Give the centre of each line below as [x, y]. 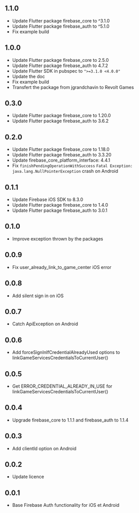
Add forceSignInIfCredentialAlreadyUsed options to [66, 352]
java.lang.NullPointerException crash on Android [65, 171]
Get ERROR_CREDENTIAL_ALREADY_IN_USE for [62, 386]
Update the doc [29, 76]
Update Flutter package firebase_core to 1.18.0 [61, 149]
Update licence [28, 477]
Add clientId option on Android [44, 448]
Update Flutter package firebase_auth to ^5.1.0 [61, 26]
